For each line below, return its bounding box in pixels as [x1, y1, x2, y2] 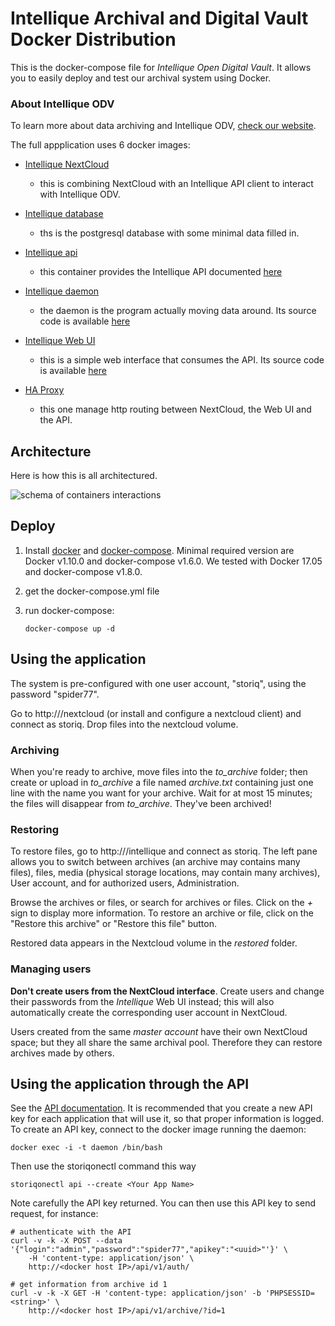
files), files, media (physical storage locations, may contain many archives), [10, 867, 321, 879]
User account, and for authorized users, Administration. [10, 877, 240, 889]
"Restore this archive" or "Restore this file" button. [10, 918, 217, 930]
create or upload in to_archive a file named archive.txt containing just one [10, 776, 314, 788]
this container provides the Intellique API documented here [39, 266, 283, 278]
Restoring [10, 822, 60, 836]
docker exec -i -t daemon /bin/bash [10, 1143, 163, 1153]
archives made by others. [10, 1047, 115, 1059]
